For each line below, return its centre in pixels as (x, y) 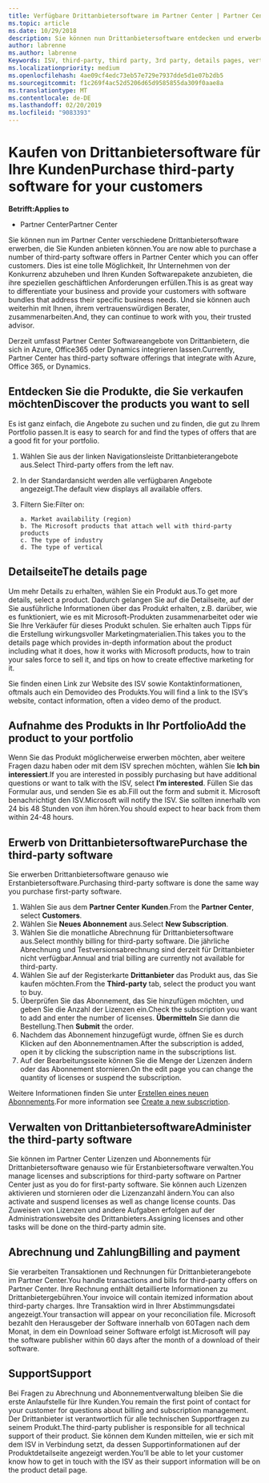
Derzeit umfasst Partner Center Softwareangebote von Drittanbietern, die (129, 340)
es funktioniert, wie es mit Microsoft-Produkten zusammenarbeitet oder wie (133, 617)
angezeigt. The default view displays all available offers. (111, 489)
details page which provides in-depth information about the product (120, 642)
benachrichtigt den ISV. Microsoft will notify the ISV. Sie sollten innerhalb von (134, 801)
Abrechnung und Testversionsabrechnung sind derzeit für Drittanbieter (137, 950)
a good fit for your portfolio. (54, 440)
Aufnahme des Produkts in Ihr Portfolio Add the (127, 725)
